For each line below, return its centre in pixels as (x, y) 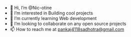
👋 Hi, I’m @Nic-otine (31, 8)
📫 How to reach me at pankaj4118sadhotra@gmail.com (67, 29)
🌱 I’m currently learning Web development (53, 18)
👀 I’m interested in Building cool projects (51, 13)
